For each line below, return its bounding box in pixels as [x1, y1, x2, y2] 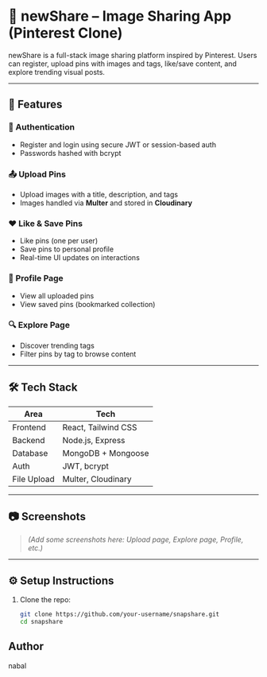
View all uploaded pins [19, 290, 95, 301]
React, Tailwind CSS [62, 422, 137, 433]
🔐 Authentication [8, 122, 75, 133]
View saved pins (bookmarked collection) [19, 299, 156, 309]
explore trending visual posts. [8, 67, 106, 76]
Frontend [12, 422, 46, 433]
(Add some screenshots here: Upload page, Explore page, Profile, [27, 535, 244, 544]
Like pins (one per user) [19, 236, 98, 246]
